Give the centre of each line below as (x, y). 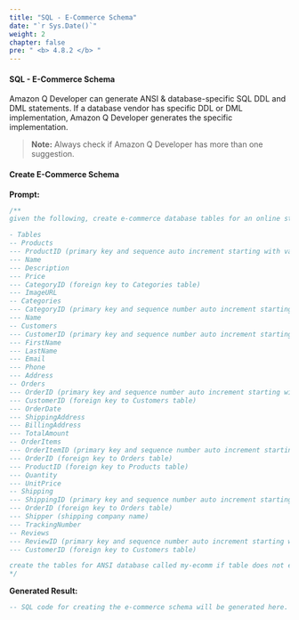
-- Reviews (29, 533)
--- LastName (33, 351)
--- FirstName (36, 343)
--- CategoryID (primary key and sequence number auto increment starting (151, 310)
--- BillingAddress (45, 425)
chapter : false (37, 42)
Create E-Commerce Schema (65, 174)
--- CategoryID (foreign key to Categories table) (105, 285)
